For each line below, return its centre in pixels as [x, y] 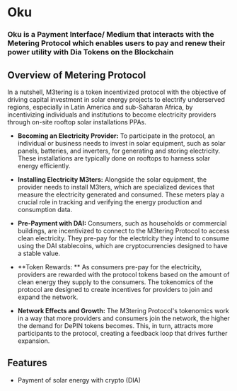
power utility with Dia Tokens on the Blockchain [91, 52]
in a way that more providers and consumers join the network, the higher [123, 318]
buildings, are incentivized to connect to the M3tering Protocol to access [123, 230]
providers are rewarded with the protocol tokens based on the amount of [123, 274]
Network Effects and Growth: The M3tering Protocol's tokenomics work [123, 310]
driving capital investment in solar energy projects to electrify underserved [116, 99]
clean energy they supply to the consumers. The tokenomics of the [115, 282]
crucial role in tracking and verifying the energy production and [110, 202]
